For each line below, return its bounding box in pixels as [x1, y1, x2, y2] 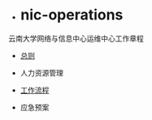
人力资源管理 [20, 67, 63, 78]
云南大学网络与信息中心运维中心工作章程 [8, 33, 144, 43]
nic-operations [20, 6, 124, 24]
